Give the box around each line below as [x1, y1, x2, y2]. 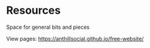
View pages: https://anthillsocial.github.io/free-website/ [6, 35, 144, 42]
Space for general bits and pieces [6, 23, 90, 31]
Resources [6, 4, 61, 17]
